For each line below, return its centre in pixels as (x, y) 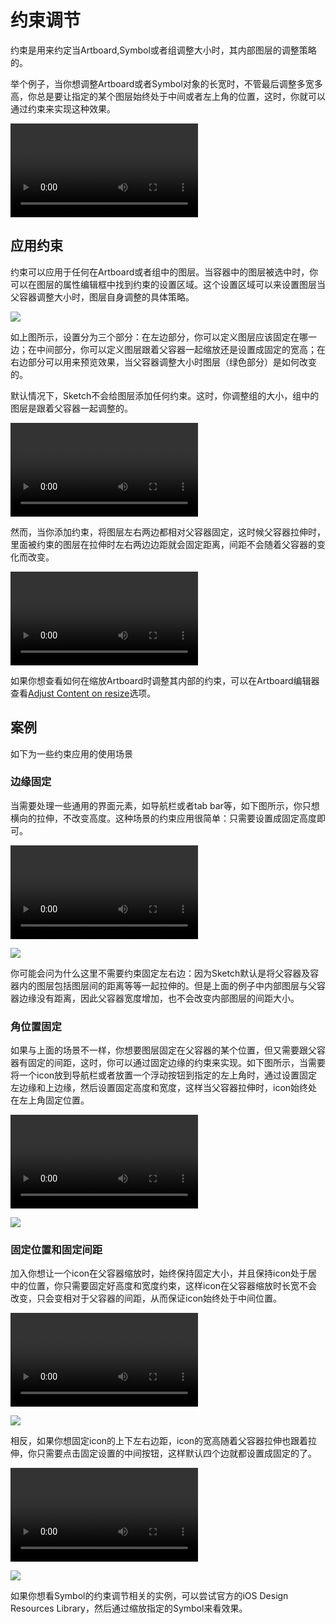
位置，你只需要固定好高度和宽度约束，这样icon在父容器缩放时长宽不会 (172, 1286)
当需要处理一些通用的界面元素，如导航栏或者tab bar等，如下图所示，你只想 (165, 805)
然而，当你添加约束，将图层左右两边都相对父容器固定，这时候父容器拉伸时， (168, 532)
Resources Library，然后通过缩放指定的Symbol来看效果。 (129, 1608)
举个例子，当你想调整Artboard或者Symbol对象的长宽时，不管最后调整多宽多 (166, 83)
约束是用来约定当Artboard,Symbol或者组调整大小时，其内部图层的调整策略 (163, 50)
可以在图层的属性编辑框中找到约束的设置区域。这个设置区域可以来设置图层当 (168, 284)
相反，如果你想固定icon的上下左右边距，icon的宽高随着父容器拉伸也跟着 (159, 1441)
